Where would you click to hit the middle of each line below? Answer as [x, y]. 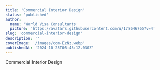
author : [13, 19]
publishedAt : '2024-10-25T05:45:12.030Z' [50, 48]
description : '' [22, 39]
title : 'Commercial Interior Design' [45, 10]
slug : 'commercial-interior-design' [44, 33]
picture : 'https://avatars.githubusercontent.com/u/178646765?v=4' [83, 29]
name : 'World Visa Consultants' [44, 24]
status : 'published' [27, 15]
